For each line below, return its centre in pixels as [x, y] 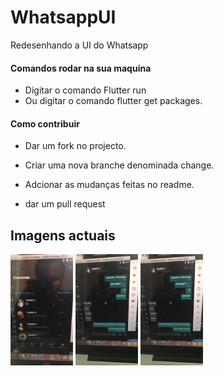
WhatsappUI [63, 17]
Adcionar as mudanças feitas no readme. [109, 185]
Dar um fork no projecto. [75, 146]
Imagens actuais [63, 235]
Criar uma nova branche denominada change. [119, 165]
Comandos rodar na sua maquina [81, 68]
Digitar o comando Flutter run [85, 90]
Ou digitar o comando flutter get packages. [113, 101]
